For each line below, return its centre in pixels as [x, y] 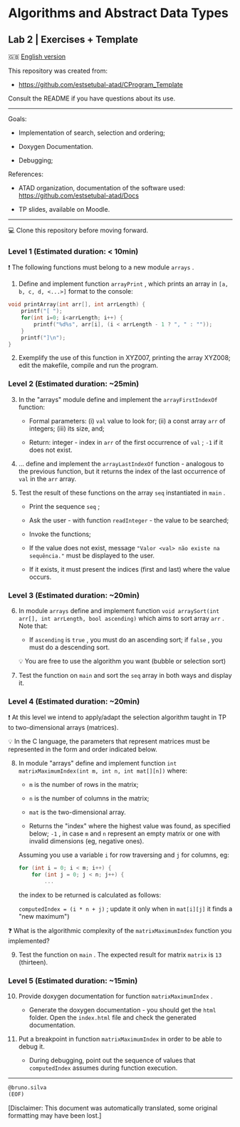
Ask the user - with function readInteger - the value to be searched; [129, 520]
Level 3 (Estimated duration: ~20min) [74, 595]
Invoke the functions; [60, 534]
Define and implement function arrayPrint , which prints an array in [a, [123, 284]
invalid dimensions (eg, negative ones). [87, 841]
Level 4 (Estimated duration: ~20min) [74, 701]
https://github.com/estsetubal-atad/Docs [79, 195]
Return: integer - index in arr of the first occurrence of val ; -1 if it [126, 442]
